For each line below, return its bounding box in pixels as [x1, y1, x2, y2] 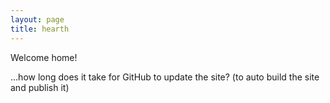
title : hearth [10, 24, 70, 34]
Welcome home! [10, 51, 78, 63]
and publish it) [10, 81, 70, 93]
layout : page [10, 14, 65, 25]
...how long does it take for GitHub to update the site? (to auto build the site [10, 71, 320, 83]
